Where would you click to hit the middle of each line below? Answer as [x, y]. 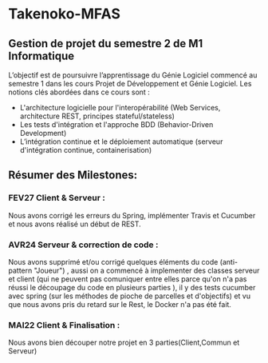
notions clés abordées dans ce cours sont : [79, 92]
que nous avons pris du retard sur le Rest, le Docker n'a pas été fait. [120, 304]
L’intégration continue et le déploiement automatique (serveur [121, 142]
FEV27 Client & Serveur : [57, 198]
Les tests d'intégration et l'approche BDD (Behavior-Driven [116, 124]
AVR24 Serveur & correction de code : [83, 245]
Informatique [41, 56]
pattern [20, 270]
